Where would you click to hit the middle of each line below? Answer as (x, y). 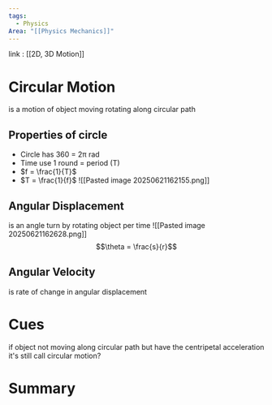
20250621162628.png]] (48, 234)
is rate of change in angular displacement (78, 291)
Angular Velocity (52, 272)
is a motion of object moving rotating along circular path (102, 110)
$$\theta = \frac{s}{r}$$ (136, 246)
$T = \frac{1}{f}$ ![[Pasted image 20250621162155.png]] (115, 180)
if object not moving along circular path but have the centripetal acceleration (136, 347)
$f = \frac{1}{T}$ (48, 172)
